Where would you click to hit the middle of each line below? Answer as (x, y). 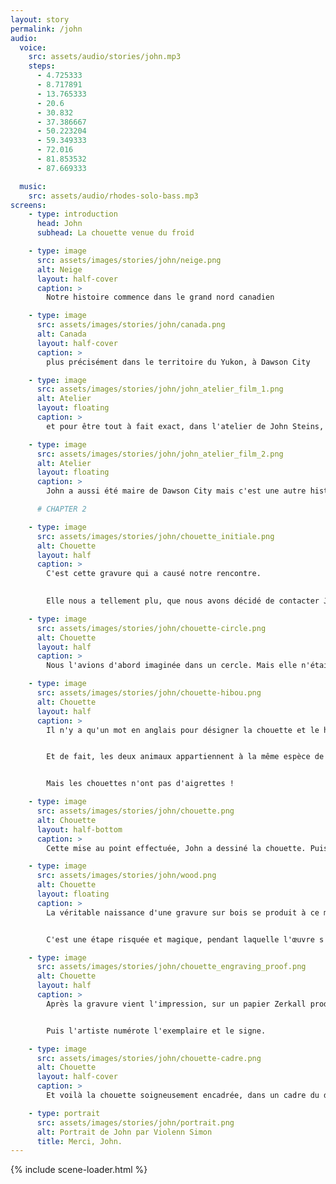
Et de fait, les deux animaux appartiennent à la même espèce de (185, 757)
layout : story (40, 19)
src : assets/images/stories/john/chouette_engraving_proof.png (171, 967)
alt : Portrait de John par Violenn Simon (124, 1132)
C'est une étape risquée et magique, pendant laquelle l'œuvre (180, 939)
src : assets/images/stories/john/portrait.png (135, 1122)
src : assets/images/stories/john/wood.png (126, 876)
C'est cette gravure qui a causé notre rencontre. (154, 574)
